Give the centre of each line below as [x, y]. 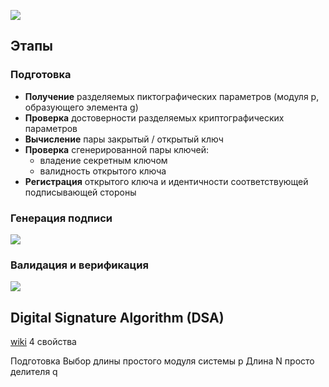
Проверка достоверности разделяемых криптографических [154, 117]
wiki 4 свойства [43, 342]
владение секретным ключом [103, 160]
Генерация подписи [61, 218]
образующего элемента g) [81, 107]
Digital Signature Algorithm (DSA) [117, 317]
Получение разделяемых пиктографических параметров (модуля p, [172, 96]
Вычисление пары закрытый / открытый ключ [124, 139]
